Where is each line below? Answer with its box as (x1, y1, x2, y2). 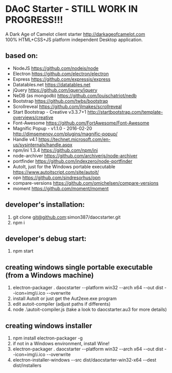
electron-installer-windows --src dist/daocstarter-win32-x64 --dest (12, 357, 157, 363)
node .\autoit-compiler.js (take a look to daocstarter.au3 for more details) (12, 307, 167, 313)
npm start (12, 248, 33, 254)
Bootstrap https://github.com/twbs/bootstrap (12, 98, 108, 104)
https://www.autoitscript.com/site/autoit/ (12, 169, 99, 175)
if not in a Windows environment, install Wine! (12, 341, 110, 346)
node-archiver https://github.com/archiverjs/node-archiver (12, 152, 138, 158)
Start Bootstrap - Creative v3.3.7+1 (12, 109, 86, 115)
